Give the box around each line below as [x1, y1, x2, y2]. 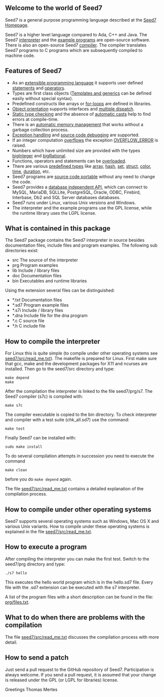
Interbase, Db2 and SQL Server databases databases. [12, 194, 121, 200]
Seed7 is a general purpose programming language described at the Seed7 [5, 17, 157, 23]
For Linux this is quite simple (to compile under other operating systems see [5, 350, 158, 356]
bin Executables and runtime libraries [12, 278, 87, 284]
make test [5, 426, 25, 431]
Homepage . [5, 22, 29, 28]
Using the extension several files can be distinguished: [5, 287, 115, 293]
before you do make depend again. [5, 476, 72, 482]
